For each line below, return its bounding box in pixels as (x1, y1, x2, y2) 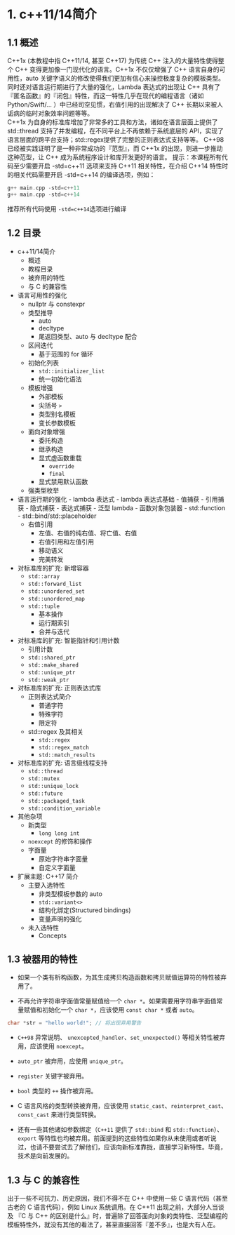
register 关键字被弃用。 (17, 1072, 88, 1081)
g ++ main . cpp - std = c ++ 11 (7, 185, 80, 192)
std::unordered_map (27, 595, 86, 602)
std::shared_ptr (27, 654, 76, 661)
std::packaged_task (27, 797, 86, 804)
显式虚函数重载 (38, 453, 82, 462)
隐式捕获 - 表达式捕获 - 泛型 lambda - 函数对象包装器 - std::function (30, 503, 226, 512)
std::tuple (27, 603, 60, 610)
